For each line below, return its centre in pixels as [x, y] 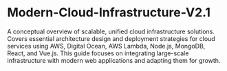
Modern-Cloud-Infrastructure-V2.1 [109, 13]
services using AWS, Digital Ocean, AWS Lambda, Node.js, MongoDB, [106, 46]
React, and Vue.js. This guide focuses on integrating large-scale [98, 53]
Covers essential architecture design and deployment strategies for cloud [111, 38]
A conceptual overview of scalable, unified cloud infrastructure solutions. [111, 31]
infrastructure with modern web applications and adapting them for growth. [114, 60]
